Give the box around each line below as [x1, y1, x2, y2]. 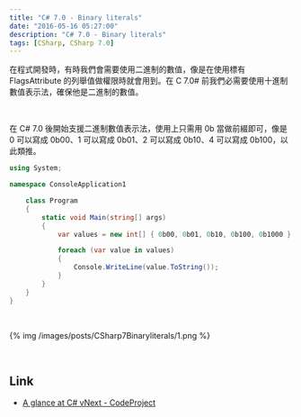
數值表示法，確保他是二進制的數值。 [9, 86, 144, 97]
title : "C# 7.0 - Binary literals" [9, 13, 143, 23]
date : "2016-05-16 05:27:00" [9, 22, 119, 31]
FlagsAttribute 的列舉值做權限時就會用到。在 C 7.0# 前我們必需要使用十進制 [9, 76, 288, 86]
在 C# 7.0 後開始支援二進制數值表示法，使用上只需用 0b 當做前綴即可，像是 [9, 123, 288, 134]
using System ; [9, 164, 63, 173]
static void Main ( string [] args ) [41, 213, 167, 222]
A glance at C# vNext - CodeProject [22, 397, 156, 408]
